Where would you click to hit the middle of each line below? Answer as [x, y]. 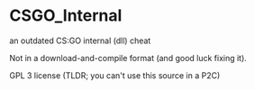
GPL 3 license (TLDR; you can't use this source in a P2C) [115, 75]
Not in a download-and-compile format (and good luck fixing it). [128, 58]
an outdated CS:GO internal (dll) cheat [80, 40]
